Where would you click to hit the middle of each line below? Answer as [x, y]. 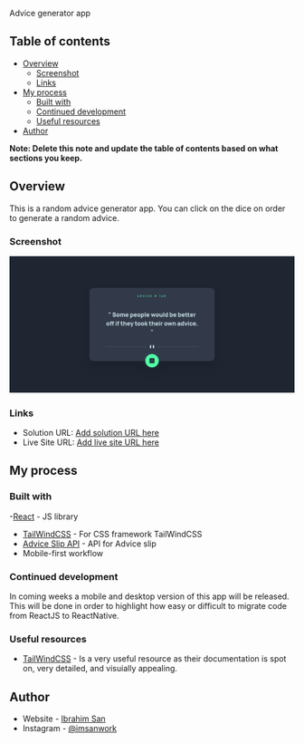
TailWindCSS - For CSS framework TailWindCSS [112, 534]
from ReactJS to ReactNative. [64, 615]
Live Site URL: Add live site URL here [91, 442]
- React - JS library [44, 516]
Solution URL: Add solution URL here [91, 432]
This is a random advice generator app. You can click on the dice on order [147, 208]
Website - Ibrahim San [64, 719]
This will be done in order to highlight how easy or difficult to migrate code [148, 605]
